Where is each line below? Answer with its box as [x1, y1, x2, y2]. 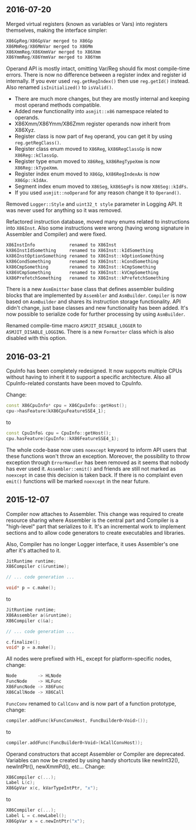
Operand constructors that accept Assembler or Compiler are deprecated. [6, 750, 185, 758]
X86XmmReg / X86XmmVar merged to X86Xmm [6, 49, 101, 55]
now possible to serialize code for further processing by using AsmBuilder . [6, 310, 185, 318]
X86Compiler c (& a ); [6, 618, 54, 624]
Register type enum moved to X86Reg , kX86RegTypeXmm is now [14, 158, 160, 165]
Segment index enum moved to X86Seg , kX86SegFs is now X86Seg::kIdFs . [14, 183, 188, 190]
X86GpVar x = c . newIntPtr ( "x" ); [6, 818, 85, 824]
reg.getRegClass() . [14, 139, 62, 146]
